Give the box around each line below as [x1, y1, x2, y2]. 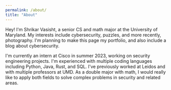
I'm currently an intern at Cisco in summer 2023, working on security [5, 52, 151, 59]
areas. [5, 80, 19, 86]
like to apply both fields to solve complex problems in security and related [5, 74, 161, 80]
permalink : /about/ [5, 7, 47, 13]
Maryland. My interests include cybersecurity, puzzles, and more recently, [5, 32, 162, 38]
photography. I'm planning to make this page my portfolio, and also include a [5, 37, 166, 43]
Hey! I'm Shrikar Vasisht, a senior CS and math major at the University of [5, 26, 158, 32]
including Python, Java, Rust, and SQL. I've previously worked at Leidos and [5, 63, 166, 70]
